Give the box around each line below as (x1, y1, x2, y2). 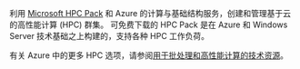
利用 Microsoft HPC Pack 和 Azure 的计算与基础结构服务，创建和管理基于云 (9, 8, 292, 18)
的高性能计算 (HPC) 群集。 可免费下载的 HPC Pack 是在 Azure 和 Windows (9, 19, 288, 30)
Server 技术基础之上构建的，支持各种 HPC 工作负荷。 (9, 31, 210, 41)
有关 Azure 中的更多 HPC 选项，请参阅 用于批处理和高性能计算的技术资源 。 (9, 50, 289, 61)
